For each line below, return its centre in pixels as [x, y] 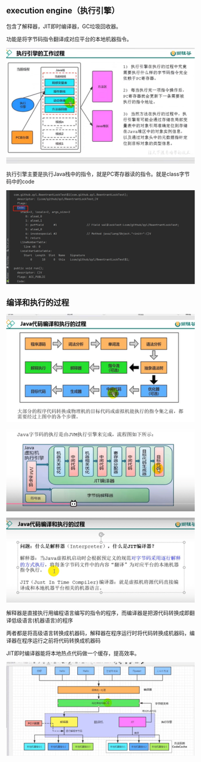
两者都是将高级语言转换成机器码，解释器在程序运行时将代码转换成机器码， [98, 633]
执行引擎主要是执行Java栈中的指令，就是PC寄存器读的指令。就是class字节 [98, 174]
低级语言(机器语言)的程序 [42, 620]
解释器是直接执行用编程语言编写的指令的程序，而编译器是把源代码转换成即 [98, 612]
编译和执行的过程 [38, 302]
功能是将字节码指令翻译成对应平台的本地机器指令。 [69, 39]
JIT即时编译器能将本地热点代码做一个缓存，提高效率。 [73, 653]
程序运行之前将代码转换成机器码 [61, 640]
